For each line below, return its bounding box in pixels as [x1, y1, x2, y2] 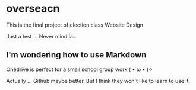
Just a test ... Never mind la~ [6, 33, 77, 40]
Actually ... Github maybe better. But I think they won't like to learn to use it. [6, 77, 191, 84]
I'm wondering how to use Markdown [6, 50, 147, 60]
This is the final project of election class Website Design [6, 21, 144, 28]
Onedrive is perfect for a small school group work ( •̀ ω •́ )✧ [6, 66, 153, 73]
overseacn [6, 2, 60, 15]
